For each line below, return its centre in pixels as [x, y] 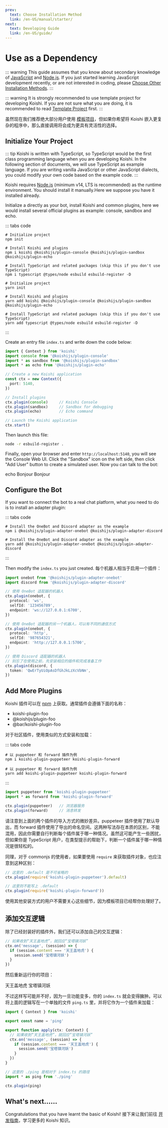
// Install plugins [26, 397]
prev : [11, 10]
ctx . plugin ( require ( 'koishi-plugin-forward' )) [55, 891]
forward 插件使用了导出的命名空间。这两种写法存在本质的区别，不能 [90, 827]
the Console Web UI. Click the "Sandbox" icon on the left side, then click [80, 459]
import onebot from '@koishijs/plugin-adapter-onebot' [64, 578]
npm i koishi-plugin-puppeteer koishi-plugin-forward [63, 760]
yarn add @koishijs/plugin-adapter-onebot [50, 544]
